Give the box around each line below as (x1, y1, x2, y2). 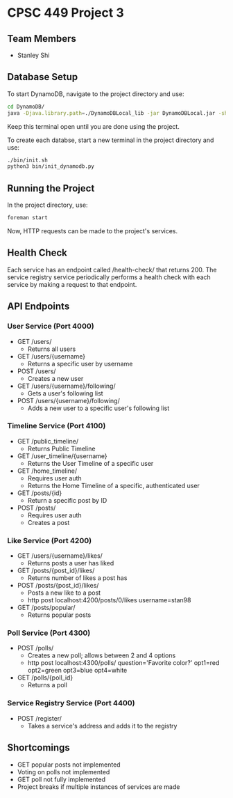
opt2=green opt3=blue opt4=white (27, 666, 128, 675)
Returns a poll (27, 681, 68, 689)
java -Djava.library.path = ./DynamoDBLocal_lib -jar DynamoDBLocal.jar (7, 109, 216, 116)
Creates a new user (27, 374, 84, 382)
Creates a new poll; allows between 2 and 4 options (27, 651, 176, 659)
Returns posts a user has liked (27, 559, 114, 568)
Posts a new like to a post (27, 588, 101, 597)
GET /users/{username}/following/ (17, 382, 116, 390)
